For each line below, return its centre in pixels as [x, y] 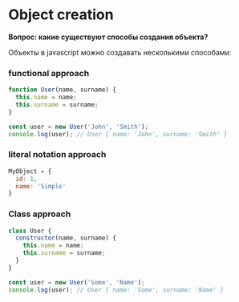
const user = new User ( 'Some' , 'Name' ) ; [77, 282]
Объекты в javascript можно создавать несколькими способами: [120, 52]
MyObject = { [30, 171]
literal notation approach [57, 155]
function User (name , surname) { [62, 90]
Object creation [61, 15]
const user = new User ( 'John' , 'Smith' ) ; [79, 127]
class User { [30, 231]
